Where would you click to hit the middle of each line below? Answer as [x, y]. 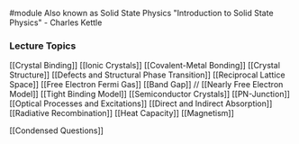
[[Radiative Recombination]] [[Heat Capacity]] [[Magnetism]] [122, 113]
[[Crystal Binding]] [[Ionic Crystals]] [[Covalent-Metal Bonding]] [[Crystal [145, 66]
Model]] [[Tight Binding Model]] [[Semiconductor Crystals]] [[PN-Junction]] [150, 94]
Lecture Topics [43, 46]
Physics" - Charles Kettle [56, 22]
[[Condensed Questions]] [56, 130]
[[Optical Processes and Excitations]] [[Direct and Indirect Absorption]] [141, 103]
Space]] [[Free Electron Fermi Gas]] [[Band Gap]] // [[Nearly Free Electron [146, 85]
